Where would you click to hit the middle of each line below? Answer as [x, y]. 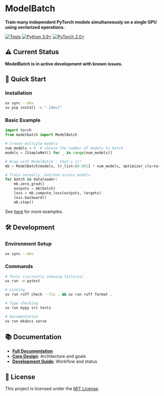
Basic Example [23, 120]
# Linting [15, 290]
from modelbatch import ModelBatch [41, 135]
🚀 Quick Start [26, 79]
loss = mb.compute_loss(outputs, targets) [58, 193]
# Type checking [21, 303]
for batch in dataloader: [31, 179]
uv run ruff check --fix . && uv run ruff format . [59, 294]
